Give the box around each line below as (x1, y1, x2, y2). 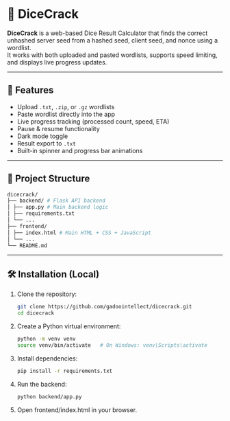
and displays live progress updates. (7, 58, 107, 66)
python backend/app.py (16, 393, 82, 400)
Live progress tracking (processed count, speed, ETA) (16, 117, 170, 126)
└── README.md (7, 242, 48, 249)
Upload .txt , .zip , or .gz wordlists (16, 102, 115, 111)
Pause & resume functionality (16, 124, 101, 133)
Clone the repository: (16, 290, 77, 298)
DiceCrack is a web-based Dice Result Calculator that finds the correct (7, 29, 208, 37)
